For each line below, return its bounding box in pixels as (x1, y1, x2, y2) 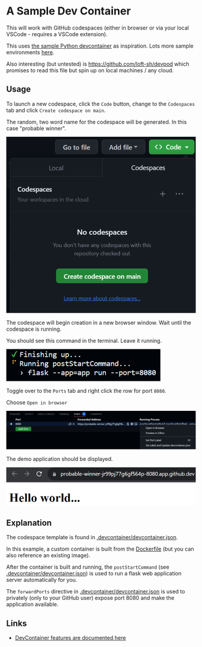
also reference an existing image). (6, 552, 91, 559)
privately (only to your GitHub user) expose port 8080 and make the (6, 595, 174, 602)
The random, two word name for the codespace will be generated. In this (6, 118, 187, 125)
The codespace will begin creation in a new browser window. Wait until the (6, 319, 191, 326)
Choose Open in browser (6, 399, 68, 406)
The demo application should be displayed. (6, 455, 113, 462)
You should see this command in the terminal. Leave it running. (6, 337, 162, 344)
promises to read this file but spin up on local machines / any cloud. (6, 66, 174, 73)
